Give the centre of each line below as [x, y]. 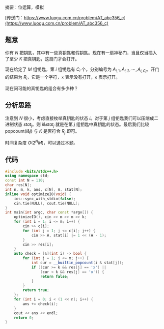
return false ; [55, 276]
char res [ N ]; [18, 185]
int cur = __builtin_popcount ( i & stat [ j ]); [78, 263]
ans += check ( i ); [40, 304]
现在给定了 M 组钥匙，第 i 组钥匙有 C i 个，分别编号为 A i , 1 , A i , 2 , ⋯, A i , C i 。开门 [82, 70]
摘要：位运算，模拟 [25, 7]
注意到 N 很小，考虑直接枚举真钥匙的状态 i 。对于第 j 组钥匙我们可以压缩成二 [82, 118]
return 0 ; [24, 318]
